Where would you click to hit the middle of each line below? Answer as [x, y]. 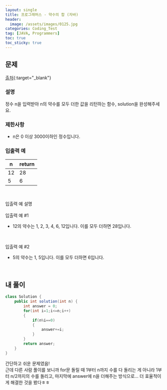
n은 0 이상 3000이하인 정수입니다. [46, 136]
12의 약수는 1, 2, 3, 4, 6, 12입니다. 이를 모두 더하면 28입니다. [72, 226]
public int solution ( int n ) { [46, 302]
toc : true [16, 38]
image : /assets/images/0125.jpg [44, 24]
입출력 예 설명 [19, 204]
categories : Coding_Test [31, 29]
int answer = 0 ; [40, 306]
